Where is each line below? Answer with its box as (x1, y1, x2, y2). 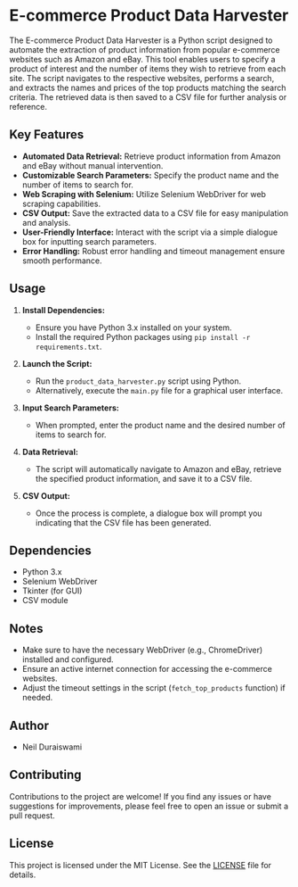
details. (9, 869, 36, 880)
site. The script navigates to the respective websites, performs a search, (9, 72, 275, 83)
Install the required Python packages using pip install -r (35, 331, 251, 342)
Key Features (9, 127, 85, 143)
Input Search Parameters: (21, 402, 120, 413)
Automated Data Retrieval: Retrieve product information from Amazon (21, 151, 281, 162)
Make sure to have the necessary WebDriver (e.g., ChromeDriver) (21, 644, 263, 656)
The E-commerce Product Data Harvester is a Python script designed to (9, 35, 273, 46)
